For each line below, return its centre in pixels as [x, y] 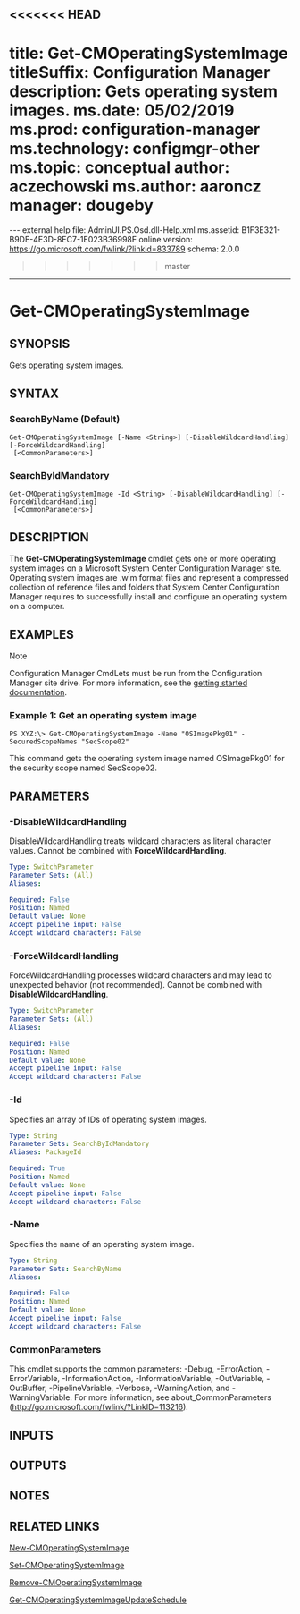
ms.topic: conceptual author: [120, 167]
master [177, 267]
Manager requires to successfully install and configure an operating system [148, 597]
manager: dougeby [81, 205]
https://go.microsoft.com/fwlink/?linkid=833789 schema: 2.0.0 [125, 249]
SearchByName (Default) [65, 419]
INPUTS [31, 1435]
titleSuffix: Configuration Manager [140, 72]
